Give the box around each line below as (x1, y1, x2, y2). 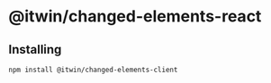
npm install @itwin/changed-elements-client (8, 65, 178, 74)
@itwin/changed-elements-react (8, 6, 262, 27)
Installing (8, 42, 62, 57)
